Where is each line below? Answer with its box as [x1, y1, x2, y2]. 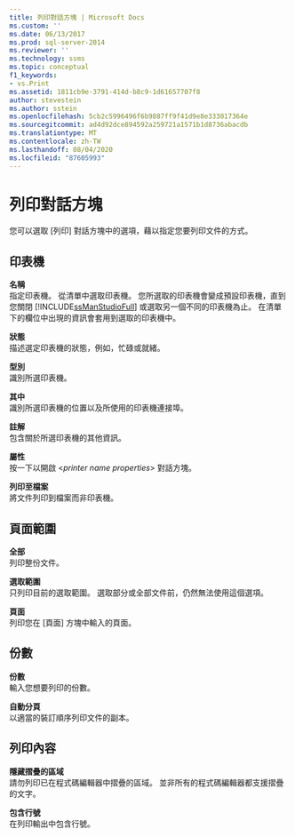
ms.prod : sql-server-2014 [9, 37, 105, 47]
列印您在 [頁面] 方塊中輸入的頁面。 [9, 618, 137, 628]
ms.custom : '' [9, 21, 62, 30]
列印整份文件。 [9, 557, 64, 569]
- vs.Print [9, 79, 50, 88]
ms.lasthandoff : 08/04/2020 [9, 145, 114, 154]
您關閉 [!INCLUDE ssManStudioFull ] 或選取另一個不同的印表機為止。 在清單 [9, 301, 283, 312]
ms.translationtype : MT [9, 129, 98, 138]
